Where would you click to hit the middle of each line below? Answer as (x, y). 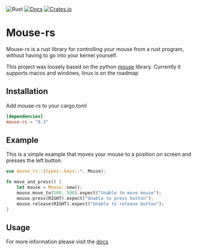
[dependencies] (25, 116)
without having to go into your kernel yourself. (62, 55)
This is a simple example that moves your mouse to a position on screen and (99, 154)
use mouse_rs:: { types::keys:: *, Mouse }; (56, 171)
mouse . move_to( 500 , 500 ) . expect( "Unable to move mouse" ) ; (89, 193)
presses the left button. (34, 160)
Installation (27, 91)
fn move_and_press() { (34, 182)
